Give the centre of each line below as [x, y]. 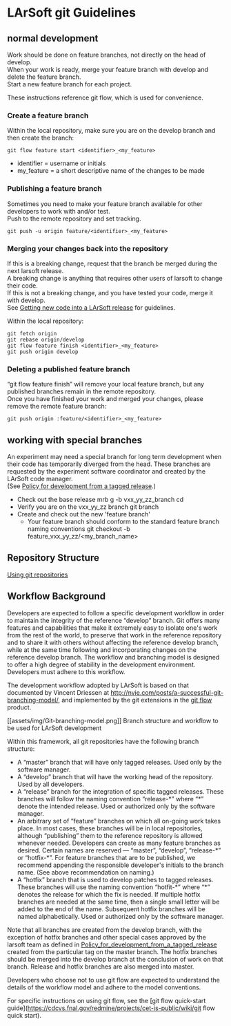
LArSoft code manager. [40, 479]
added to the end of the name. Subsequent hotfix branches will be [111, 909]
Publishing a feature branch [54, 189]
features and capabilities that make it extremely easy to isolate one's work [112, 628]
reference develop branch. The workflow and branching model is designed [113, 657]
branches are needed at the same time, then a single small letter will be [118, 902]
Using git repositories [38, 575]
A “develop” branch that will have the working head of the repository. [115, 776]
